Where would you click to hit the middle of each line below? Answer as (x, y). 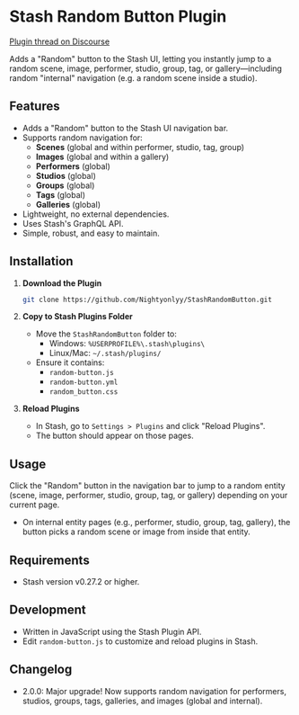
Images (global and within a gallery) (102, 156)
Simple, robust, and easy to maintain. (91, 233)
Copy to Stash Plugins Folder (77, 317)
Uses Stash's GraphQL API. (73, 223)
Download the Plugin (62, 283)
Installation (41, 261)
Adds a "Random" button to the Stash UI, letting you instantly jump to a (141, 58)
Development (48, 610)
